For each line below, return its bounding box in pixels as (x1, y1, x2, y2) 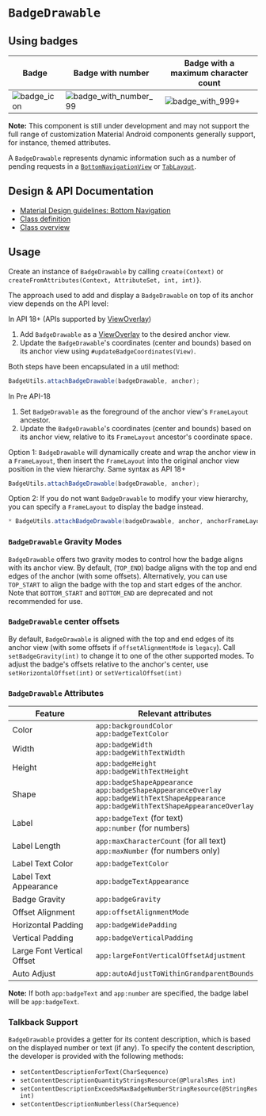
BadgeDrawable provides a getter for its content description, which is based (8, 1034, 251, 1044)
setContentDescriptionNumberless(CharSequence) (19, 1100, 180, 1109)
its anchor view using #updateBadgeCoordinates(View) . (19, 346, 196, 356)
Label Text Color (12, 858, 74, 869)
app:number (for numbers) (95, 823, 191, 834)
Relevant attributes (138, 708, 212, 719)
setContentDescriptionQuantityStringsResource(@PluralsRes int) (19, 1076, 237, 1085)
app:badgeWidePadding (95, 921, 177, 930)
